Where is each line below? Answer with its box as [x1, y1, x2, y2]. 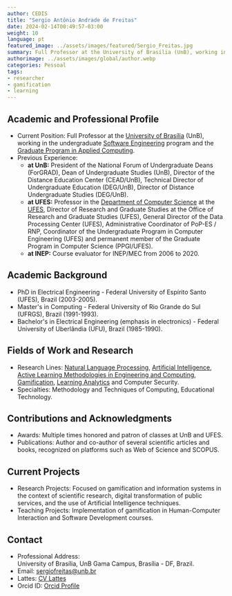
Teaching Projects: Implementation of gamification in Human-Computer [17, 507, 221, 515]
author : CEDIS [7, 10, 48, 17]
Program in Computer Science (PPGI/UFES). [27, 242, 153, 250]
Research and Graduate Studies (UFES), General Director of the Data [27, 212, 223, 220]
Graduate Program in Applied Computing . [17, 146, 135, 155]
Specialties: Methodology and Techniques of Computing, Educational [17, 385, 215, 394]
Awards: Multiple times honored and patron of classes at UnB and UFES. [17, 431, 223, 439]
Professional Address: [17, 552, 80, 560]
